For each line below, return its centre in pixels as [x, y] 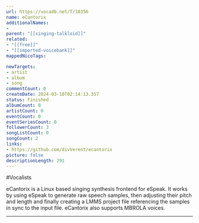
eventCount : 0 [24, 117]
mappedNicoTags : [26, 56]
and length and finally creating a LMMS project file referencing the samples [98, 202]
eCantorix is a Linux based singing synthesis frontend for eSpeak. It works [97, 189]
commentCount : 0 [26, 89]
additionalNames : [28, 23]
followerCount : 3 [28, 128]
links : [14, 144]
